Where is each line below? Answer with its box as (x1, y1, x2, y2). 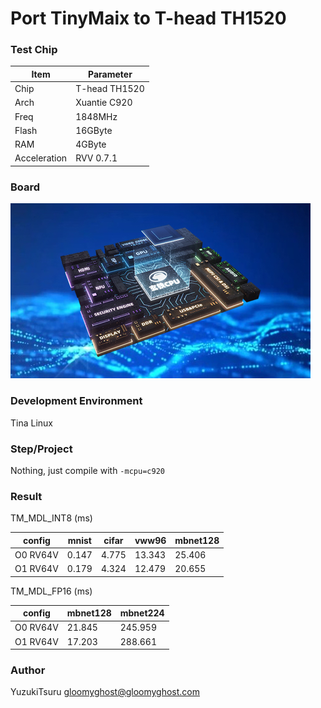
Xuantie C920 (75, 97, 133, 109)
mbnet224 (119, 607, 165, 619)
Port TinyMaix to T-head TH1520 (10, 7, 287, 30)
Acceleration (14, 152, 68, 164)
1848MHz (75, 110, 118, 122)
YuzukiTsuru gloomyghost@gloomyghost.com (10, 686, 200, 698)
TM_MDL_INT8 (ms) (10, 512, 93, 524)
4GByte (75, 138, 107, 151)
